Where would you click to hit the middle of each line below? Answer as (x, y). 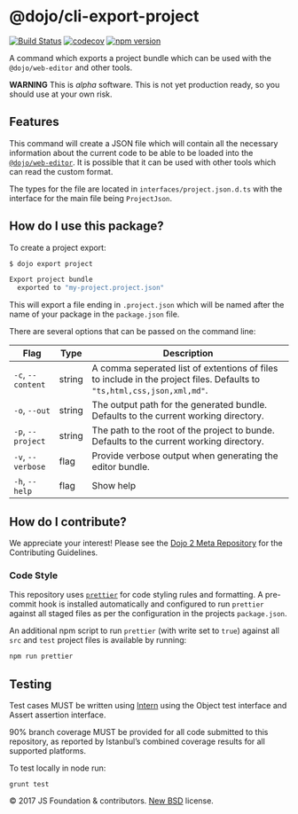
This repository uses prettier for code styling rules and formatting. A (136, 595)
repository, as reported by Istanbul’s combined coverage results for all (137, 741)
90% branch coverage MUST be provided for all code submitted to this (139, 732)
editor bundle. (121, 467)
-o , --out (32, 411)
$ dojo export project (51, 263)
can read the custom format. (61, 171)
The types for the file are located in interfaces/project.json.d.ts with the (146, 189)
